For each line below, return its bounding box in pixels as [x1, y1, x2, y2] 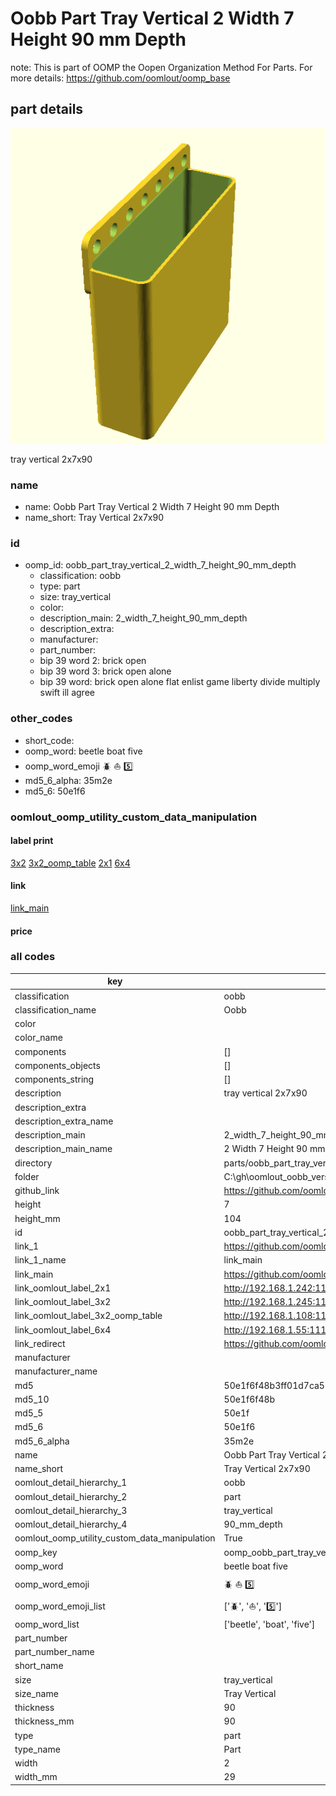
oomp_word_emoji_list [14, 1600, 106, 1612]
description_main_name [14, 1143, 113, 1155]
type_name [14, 1743, 61, 1755]
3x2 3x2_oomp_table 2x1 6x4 [10, 857, 131, 869]
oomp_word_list [14, 1618, 80, 1630]
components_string [14, 1073, 95, 1086]
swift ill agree [39, 687, 95, 699]
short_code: [24, 734, 75, 746]
